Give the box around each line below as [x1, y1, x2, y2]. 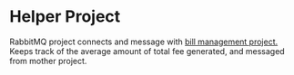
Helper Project [9, 6, 121, 27]
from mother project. [9, 55, 87, 66]
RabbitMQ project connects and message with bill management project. [9, 36, 279, 47]
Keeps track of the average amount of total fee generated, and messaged [9, 45, 285, 56]
